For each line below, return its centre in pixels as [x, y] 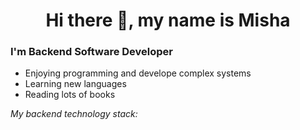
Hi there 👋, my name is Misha [168, 20]
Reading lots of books [70, 95]
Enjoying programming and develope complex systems [138, 73]
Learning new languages [75, 84]
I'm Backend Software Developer [92, 52]
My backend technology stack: [74, 114]
